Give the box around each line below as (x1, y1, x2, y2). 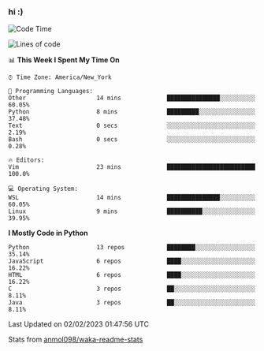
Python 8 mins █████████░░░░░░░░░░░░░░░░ (8, 108, 256, 116)
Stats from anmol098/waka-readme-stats (8, 334, 143, 345)
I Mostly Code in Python (8, 228, 88, 238)
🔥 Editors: (8, 156, 45, 164)
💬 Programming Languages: (8, 88, 93, 95)
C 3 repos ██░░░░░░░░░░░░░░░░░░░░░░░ (8, 285, 256, 293)
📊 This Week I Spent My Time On (8, 55, 120, 65)
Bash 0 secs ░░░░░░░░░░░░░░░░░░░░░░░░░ (8, 136, 256, 144)
